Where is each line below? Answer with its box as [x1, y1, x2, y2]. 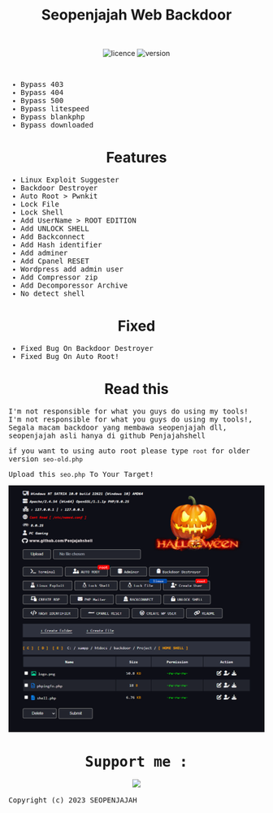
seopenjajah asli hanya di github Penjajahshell [8, 430, 206, 440]
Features [106, 149, 167, 167]
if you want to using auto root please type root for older [8, 446, 250, 456]
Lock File [19, 199, 59, 209]
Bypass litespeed [19, 104, 89, 113]
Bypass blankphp [19, 112, 85, 121]
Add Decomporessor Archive [19, 280, 128, 290]
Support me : [84, 753, 188, 771]
